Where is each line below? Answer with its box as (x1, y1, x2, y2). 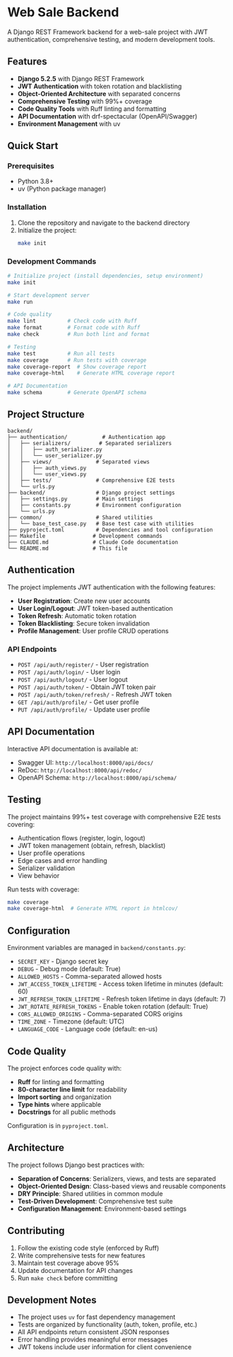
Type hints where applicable (17, 1100, 102, 1108)
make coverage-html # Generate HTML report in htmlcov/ (7, 905, 179, 912)
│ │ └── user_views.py (7, 471, 87, 478)
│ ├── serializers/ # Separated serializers (7, 440, 172, 447)
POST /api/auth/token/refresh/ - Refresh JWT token (17, 690, 172, 698)
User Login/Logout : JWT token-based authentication (17, 604, 173, 612)
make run (7, 298, 33, 305)
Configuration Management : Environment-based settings (17, 1204, 187, 1213)
